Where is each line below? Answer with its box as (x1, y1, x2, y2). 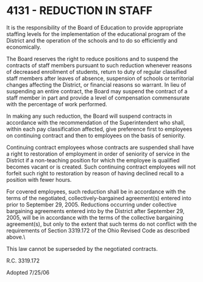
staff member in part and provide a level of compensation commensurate (6, 94, 190, 101)
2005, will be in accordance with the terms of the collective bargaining (6, 214, 183, 221)
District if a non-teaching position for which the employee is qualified (6, 156, 180, 164)
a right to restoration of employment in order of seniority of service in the (6, 150, 190, 157)
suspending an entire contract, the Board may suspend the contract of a (6, 87, 188, 95)
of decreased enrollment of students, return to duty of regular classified (6, 68, 187, 75)
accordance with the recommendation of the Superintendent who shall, (6, 118, 185, 126)
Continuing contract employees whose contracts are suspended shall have (6, 143, 194, 151)
